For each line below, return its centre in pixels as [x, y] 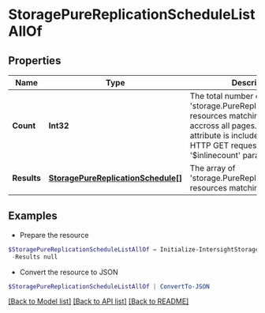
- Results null [35, 257]
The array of [213, 168]
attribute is [210, 136]
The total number [222, 96]
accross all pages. [224, 126]
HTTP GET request [225, 145]
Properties [35, 60]
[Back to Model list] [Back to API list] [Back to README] [99, 301]
